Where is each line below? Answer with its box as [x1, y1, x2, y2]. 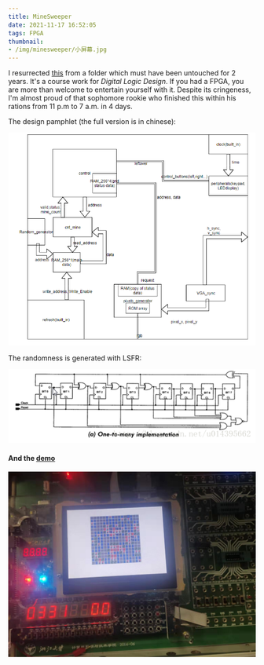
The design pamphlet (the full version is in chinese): [8, 117, 177, 126]
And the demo [8, 453, 56, 462]
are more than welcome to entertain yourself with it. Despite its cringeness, [8, 85, 251, 94]
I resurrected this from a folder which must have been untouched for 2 [8, 68, 236, 78]
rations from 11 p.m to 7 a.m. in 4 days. [8, 102, 133, 111]
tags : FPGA [8, 29, 44, 37]
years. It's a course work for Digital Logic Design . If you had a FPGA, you [8, 77, 244, 86]
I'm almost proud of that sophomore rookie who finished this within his [8, 93, 236, 103]
